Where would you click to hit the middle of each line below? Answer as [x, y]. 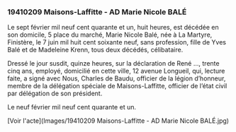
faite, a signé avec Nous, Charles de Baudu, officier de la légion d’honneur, [117, 78]
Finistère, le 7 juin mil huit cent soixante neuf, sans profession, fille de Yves [117, 42]
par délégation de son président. [55, 94]
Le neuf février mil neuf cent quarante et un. [72, 107]
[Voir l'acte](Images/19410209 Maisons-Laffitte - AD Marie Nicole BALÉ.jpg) [118, 121]
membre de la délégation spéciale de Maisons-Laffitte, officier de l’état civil [117, 86]
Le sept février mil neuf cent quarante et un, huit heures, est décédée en [113, 28]
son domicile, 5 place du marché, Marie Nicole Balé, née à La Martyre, [110, 35]
